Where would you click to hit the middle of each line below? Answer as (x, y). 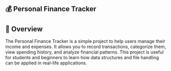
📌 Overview (24, 29)
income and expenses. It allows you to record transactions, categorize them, (86, 47)
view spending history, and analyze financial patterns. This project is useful (84, 52)
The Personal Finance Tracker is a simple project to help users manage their (86, 41)
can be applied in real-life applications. (46, 63)
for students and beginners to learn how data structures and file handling (82, 58)
